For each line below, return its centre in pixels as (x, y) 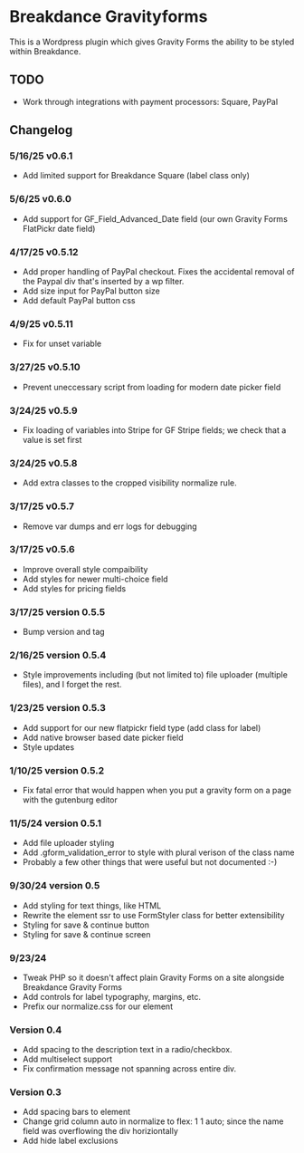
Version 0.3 (35, 1092)
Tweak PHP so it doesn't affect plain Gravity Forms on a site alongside (153, 977)
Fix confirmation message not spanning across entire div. (129, 1069)
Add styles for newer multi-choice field (95, 579)
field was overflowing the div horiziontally (100, 1131)
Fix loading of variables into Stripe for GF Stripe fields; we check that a (154, 430)
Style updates (48, 747)
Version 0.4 (36, 1030)
